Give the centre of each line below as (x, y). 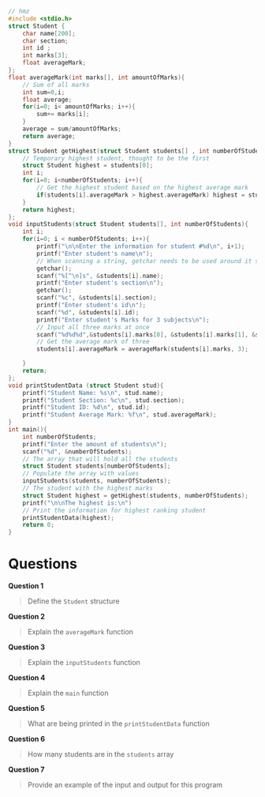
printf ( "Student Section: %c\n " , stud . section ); (104, 400)
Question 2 (27, 617)
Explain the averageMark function (80, 632)
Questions (43, 564)
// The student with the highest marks (88, 488)
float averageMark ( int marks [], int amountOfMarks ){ (97, 77)
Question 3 (27, 647)
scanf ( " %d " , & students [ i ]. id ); (88, 312)
